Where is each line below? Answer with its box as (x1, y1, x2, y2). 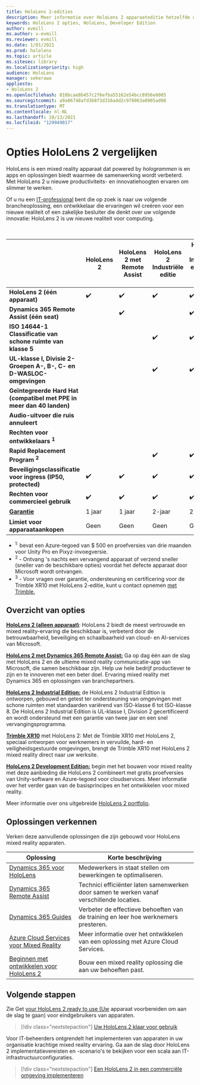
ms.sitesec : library (6, 59, 58, 64)
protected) (9, 480, 40, 488)
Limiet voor (9, 518, 42, 526)
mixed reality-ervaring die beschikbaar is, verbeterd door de (6, 628, 154, 635)
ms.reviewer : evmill (6, 36, 58, 42)
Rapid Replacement (9, 447, 65, 455)
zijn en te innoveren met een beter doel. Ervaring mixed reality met (6, 671, 170, 678)
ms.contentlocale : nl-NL (6, 109, 68, 115)
